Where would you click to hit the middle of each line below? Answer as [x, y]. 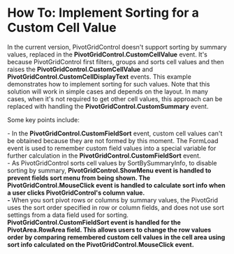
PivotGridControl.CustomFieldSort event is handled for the [94, 222]
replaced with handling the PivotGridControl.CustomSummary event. [108, 106]
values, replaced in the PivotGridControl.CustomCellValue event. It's [108, 54]
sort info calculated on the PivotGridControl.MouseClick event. [101, 244]
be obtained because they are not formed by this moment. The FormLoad [113, 140]
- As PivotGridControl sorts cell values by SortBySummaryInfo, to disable [112, 163]
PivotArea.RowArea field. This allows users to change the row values [109, 230]
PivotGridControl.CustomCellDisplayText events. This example [100, 76]
